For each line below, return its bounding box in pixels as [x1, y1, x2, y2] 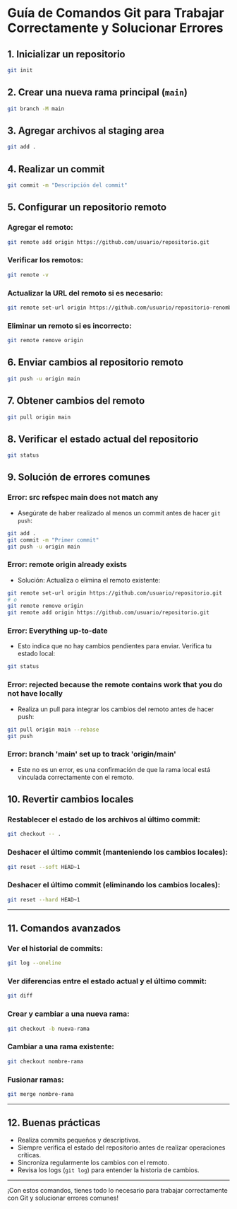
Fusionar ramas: [7, 1075, 65, 1085]
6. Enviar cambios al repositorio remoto [7, 356, 183, 368]
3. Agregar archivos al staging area [7, 124, 164, 136]
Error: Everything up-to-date [7, 626, 108, 636]
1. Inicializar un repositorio [7, 48, 126, 60]
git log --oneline [7, 959, 61, 966]
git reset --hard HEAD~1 [7, 896, 80, 903]
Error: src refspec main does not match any [7, 493, 159, 503]
